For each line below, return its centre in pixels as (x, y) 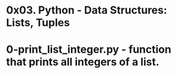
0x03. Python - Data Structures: (87, 10)
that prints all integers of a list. (83, 62)
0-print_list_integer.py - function (89, 50)
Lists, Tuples (38, 23)
